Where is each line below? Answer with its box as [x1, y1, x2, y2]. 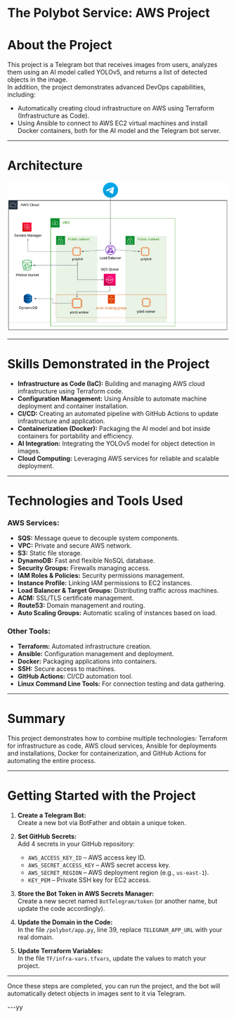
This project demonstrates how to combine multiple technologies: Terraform [7, 734, 228, 743]
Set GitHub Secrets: [17, 832, 77, 841]
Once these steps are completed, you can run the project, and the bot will [7, 982, 221, 991]
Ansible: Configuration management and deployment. [17, 650, 174, 658]
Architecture [7, 158, 83, 174]
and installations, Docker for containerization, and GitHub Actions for [7, 749, 206, 758]
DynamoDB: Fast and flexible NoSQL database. [17, 556, 155, 565]
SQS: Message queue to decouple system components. [17, 534, 180, 542]
